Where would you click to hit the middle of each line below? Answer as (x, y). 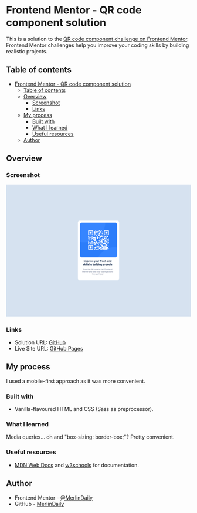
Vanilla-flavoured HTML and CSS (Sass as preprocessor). (84, 409)
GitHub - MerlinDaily (39, 504)
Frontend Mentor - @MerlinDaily (53, 497)
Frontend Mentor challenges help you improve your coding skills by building (98, 45)
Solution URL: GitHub (40, 342)
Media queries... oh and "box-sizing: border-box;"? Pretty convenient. (90, 437)
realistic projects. (27, 51)
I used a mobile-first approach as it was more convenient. (76, 381)
